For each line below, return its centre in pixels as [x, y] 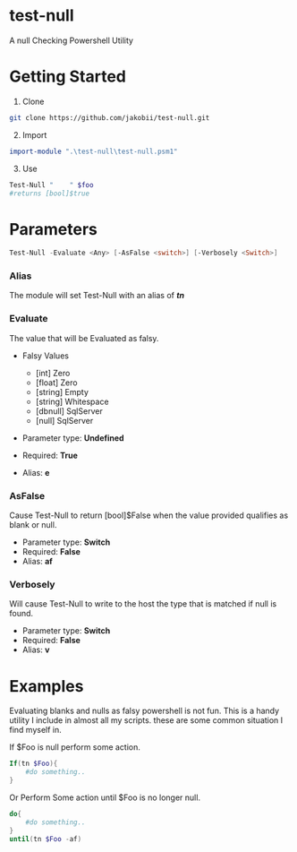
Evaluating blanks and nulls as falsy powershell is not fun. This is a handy [144, 711]
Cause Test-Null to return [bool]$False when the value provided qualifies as [149, 515]
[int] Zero [53, 373]
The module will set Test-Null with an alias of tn [97, 296]
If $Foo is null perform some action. [75, 747]
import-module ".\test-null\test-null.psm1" [93, 151]
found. [21, 614]
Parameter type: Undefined [73, 438]
